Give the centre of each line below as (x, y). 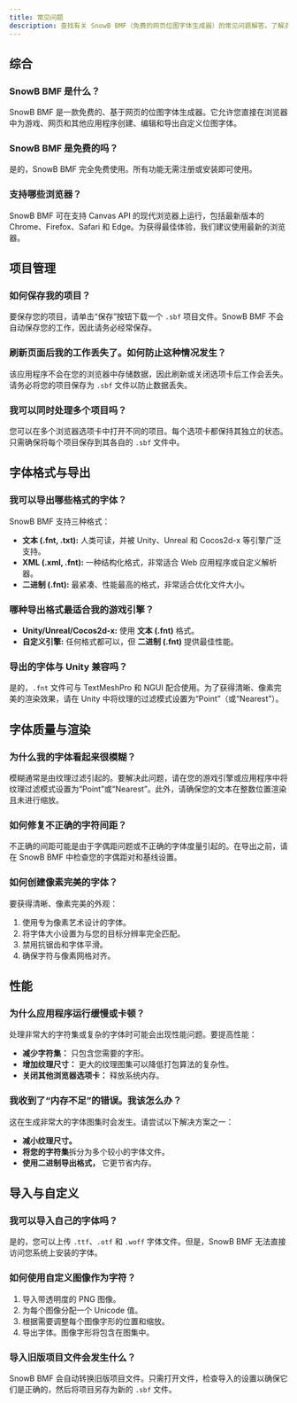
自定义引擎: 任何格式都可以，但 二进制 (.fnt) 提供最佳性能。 (130, 642)
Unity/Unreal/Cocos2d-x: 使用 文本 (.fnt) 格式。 (110, 631)
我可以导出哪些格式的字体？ (68, 500)
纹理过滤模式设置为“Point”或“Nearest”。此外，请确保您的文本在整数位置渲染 (148, 789)
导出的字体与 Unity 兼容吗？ (69, 666)
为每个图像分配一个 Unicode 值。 (82, 1310)
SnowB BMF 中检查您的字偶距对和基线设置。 (100, 857)
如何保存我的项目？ (50, 296)
